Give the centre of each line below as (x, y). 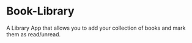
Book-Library (40, 11)
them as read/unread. (34, 34)
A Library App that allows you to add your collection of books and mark (96, 28)
